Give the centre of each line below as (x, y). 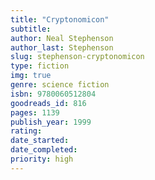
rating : (26, 131)
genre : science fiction (60, 85)
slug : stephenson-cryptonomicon (77, 57)
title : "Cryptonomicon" (60, 19)
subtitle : (31, 29)
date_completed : (44, 150)
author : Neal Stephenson (62, 38)
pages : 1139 (35, 112)
